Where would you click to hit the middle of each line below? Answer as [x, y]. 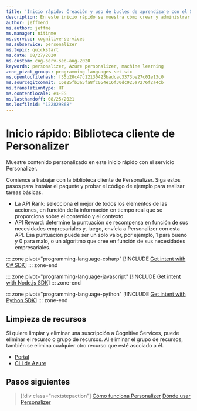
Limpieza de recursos [46, 319]
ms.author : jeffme [28, 28]
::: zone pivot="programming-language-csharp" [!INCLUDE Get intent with [96, 259]
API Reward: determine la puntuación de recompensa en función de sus [101, 223]
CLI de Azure [30, 363]
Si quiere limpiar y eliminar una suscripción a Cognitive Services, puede [93, 333]
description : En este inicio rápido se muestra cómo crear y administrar [98, 17]
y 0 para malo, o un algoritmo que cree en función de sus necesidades [100, 241]
